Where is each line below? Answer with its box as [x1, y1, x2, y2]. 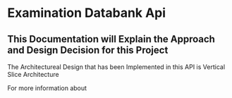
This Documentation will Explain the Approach [7, 33, 215, 45]
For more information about [7, 84, 87, 92]
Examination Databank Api [7, 5, 166, 21]
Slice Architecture [7, 71, 59, 78]
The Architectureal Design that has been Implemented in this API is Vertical [7, 63, 226, 71]
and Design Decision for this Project [7, 44, 169, 56]
